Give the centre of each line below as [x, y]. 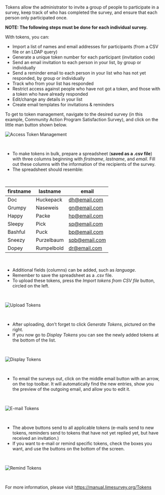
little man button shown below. [36, 125]
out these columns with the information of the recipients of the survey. [84, 164]
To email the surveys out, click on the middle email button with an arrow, [86, 379]
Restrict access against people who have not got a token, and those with [86, 89]
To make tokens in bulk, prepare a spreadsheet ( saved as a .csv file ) [82, 154]
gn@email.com [86, 208]
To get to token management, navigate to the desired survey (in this [74, 114]
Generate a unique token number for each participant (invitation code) [84, 57]
